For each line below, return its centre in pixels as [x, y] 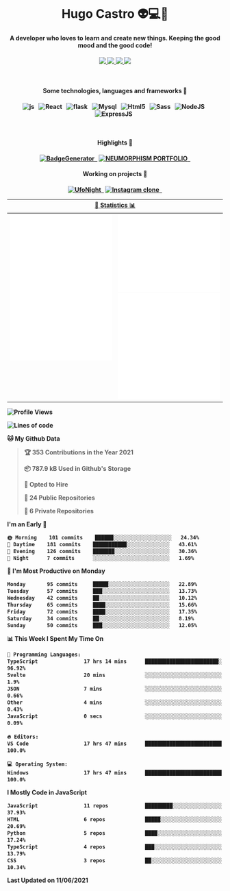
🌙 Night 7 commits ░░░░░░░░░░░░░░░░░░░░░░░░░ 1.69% [101, 558]
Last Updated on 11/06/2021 [48, 880]
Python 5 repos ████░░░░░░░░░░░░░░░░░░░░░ [115, 833]
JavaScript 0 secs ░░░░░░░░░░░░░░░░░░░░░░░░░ [115, 716]
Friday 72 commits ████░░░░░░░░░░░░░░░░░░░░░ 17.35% [102, 611]
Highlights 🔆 [115, 143]
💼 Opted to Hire [46, 484]
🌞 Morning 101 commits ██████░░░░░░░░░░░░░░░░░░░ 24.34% [103, 537]
